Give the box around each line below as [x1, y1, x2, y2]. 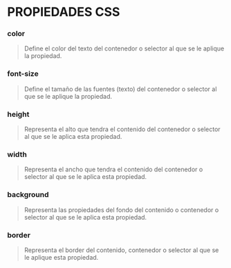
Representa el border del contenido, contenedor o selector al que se [24, 246, 219, 254]
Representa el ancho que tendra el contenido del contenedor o [24, 165, 203, 173]
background [7, 190, 50, 200]
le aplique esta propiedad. [24, 253, 99, 261]
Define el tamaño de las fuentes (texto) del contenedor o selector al [24, 84, 217, 93]
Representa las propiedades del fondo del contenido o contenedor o [24, 205, 219, 214]
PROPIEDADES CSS [7, 4, 120, 20]
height [7, 109, 30, 119]
